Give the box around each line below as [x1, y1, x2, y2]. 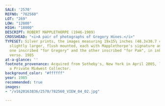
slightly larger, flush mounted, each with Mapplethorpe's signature [9, 43, 155, 48]
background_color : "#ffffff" [5, 71, 65, 76]
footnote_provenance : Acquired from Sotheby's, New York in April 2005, [5, 62, 157, 66]
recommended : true [5, 80, 43, 85]
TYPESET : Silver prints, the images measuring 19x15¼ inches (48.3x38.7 [5, 39, 157, 44]
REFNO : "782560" [5, 12, 38, 17]
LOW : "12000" [5, 21, 32, 26]
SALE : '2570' [5, 7, 32, 12]
